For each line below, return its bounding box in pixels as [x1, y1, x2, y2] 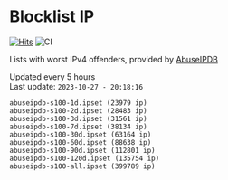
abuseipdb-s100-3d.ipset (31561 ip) [9, 114, 147, 123]
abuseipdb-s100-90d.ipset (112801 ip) [9, 146, 156, 155]
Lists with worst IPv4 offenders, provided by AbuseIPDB [9, 53, 219, 64]
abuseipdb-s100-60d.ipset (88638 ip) [9, 137, 152, 147]
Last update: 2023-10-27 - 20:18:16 [9, 81, 143, 91]
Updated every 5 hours [9, 71, 96, 82]
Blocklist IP [9, 6, 95, 27]
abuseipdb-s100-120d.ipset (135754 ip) [9, 154, 160, 163]
